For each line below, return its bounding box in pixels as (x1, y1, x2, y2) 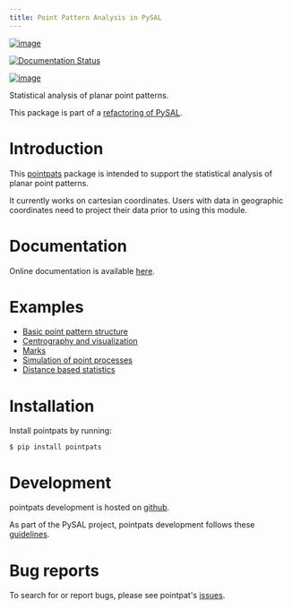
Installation (9, 396, 95, 416)
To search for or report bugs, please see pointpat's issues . (9, 590, 226, 601)
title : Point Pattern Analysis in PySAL (9, 13, 163, 22)
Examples (9, 296, 84, 317)
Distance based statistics (21, 365, 116, 375)
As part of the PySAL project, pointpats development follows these (9, 519, 255, 530)
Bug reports (9, 561, 100, 580)
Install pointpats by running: (9, 425, 112, 436)
